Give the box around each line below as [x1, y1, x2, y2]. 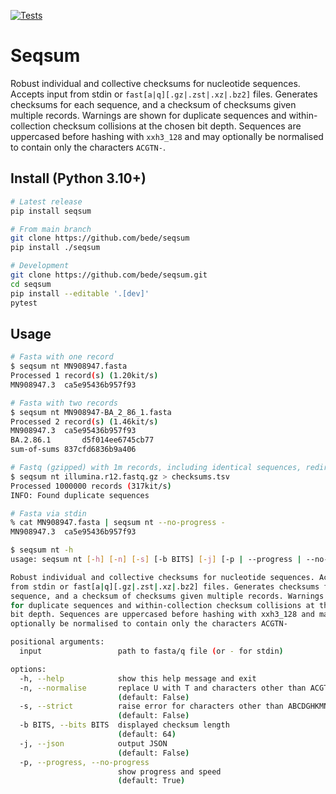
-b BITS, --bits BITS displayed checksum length [19, 720, 230, 730]
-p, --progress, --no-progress [19, 757, 150, 767]
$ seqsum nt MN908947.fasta [10, 361, 128, 372]
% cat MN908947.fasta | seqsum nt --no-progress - [10, 518, 226, 528]
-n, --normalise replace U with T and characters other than [19, 683, 307, 693]
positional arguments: [10, 637, 105, 647]
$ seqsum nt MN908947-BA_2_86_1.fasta [10, 407, 172, 417]
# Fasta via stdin [10, 508, 87, 519]
